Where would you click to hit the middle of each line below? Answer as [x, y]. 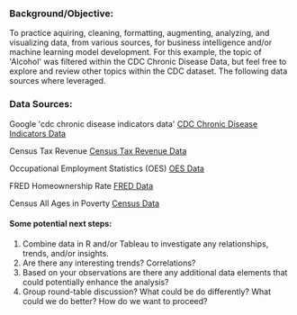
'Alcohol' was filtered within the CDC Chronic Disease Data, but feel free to [148, 62]
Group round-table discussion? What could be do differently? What [147, 292]
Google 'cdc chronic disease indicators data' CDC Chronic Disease [134, 123]
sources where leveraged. [58, 81]
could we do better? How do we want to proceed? [115, 301]
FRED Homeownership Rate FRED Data [81, 185]
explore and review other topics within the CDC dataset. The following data [148, 71]
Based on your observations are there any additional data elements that [155, 272]
